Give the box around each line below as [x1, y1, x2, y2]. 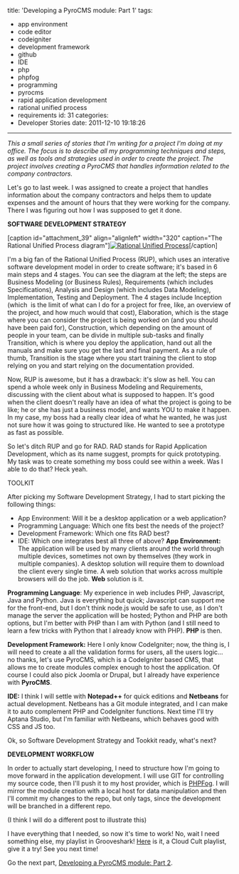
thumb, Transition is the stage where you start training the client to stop [7, 353, 217, 362]
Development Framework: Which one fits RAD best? [17, 529, 170, 538]
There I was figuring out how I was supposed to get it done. [7, 206, 182, 214]
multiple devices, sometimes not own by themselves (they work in [17, 552, 211, 560]
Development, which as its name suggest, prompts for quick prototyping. [7, 450, 221, 458]
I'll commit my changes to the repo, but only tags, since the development [7, 794, 221, 803]
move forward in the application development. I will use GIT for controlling [7, 771, 224, 780]
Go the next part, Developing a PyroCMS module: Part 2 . [7, 858, 173, 867]
